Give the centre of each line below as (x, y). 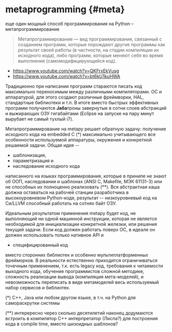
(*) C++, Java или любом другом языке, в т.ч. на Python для (71, 297)
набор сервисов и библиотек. (38, 287)
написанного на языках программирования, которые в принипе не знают (86, 176)
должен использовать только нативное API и (55, 235)
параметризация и (33, 161)
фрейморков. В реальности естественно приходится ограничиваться (81, 260)
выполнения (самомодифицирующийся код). (67, 61)
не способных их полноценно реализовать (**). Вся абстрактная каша (83, 187)
